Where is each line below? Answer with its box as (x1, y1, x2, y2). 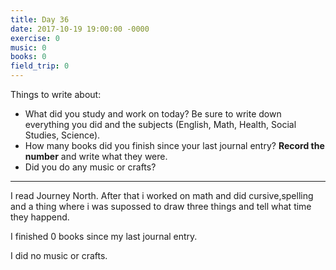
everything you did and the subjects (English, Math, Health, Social (24, 119, 297, 130)
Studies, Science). (24, 129, 101, 141)
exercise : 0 (10, 33, 60, 43)
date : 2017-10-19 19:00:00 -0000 (10, 24, 150, 34)
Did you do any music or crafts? (24, 161, 157, 173)
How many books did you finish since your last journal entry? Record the (24, 140, 325, 151)
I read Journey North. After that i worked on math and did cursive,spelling (10, 190, 314, 201)
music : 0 (10, 42, 47, 53)
